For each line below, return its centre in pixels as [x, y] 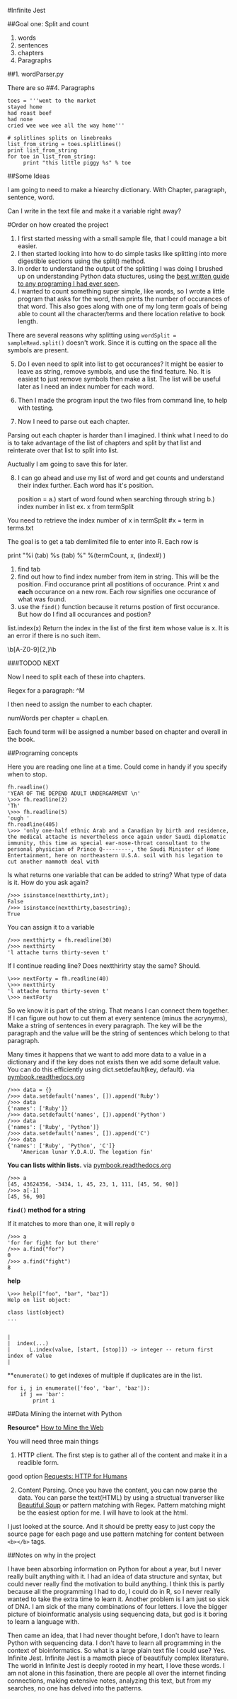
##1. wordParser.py [35, 74]
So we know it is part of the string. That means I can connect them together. [118, 1010]
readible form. [38, 1463]
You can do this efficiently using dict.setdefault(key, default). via [101, 1069]
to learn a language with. [44, 1622]
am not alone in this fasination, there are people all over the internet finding [117, 1673]
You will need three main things [53, 1441]
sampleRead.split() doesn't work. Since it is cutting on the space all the [112, 342]
